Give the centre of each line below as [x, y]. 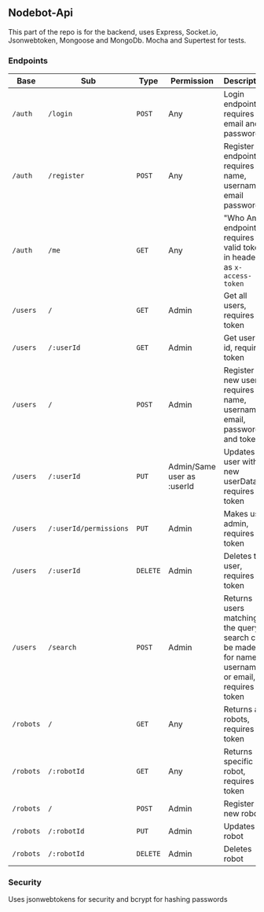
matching [241, 618]
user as [182, 476]
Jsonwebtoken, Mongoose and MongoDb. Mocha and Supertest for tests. [127, 40]
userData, [242, 481]
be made [240, 648]
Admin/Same [192, 467]
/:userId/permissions [88, 529]
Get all [235, 296]
